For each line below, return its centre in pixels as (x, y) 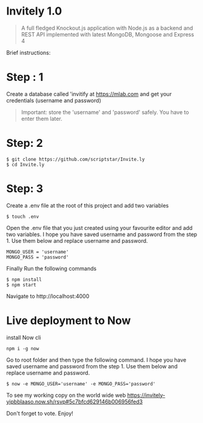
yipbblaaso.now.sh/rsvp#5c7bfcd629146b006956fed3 (75, 401)
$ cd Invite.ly (25, 164)
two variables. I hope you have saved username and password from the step (102, 234)
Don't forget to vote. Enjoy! (40, 413)
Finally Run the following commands (52, 268)
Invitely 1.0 (34, 11)
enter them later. (42, 118)
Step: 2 (25, 143)
